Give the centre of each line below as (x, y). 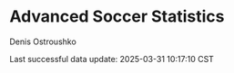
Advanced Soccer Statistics (117, 17)
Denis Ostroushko (43, 41)
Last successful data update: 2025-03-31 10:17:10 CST (112, 59)
